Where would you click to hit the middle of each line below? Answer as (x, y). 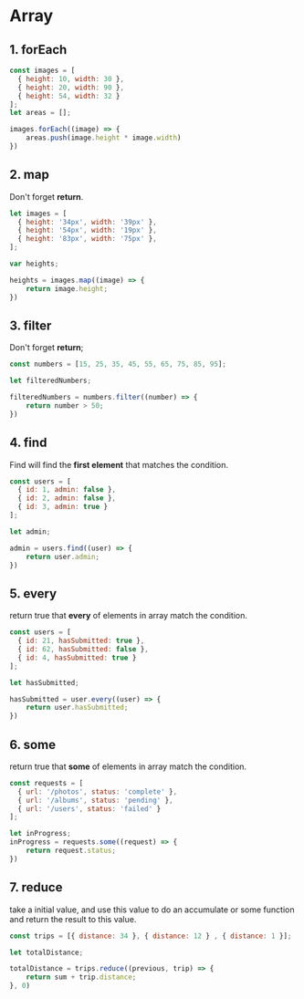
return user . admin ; (63, 557)
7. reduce (36, 887)
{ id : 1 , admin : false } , (67, 490)
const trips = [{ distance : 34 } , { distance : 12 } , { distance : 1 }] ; (151, 936)
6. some (33, 744)
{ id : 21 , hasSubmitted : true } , (81, 641)
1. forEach (38, 50)
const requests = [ (47, 783)
